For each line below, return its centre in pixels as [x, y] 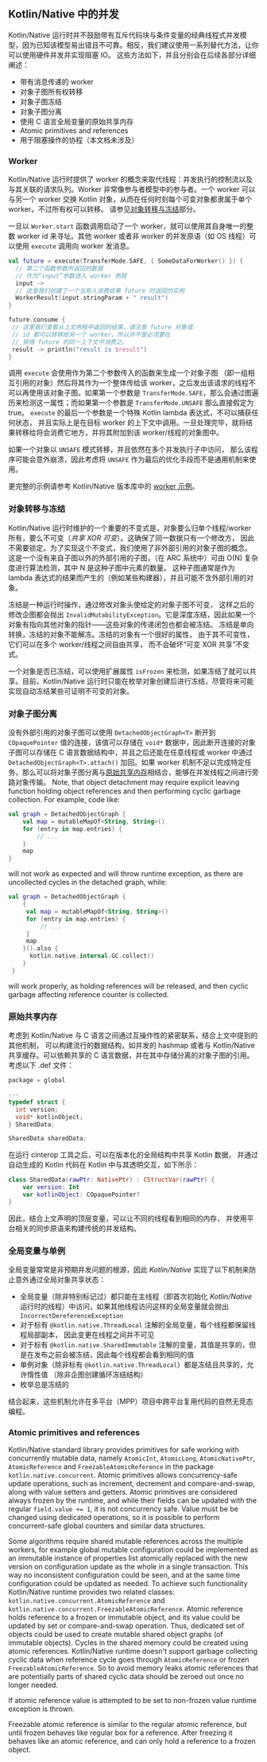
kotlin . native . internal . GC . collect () [92, 956]
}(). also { [41, 949]
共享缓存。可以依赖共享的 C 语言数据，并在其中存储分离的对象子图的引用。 [131, 1055]
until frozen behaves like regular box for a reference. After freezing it [120, 1733]
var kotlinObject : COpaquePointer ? [81, 1195]
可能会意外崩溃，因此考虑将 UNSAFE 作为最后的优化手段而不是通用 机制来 [132, 459]
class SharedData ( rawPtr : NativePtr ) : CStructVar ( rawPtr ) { [112, 1180]
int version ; [37, 1109]
